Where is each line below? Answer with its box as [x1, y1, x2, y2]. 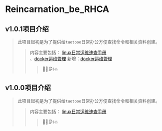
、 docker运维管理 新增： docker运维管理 [29, 56, 113, 61]
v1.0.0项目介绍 [5, 83, 51, 92]
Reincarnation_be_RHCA [5, 3, 110, 15]
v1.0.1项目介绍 [5, 24, 49, 33]
